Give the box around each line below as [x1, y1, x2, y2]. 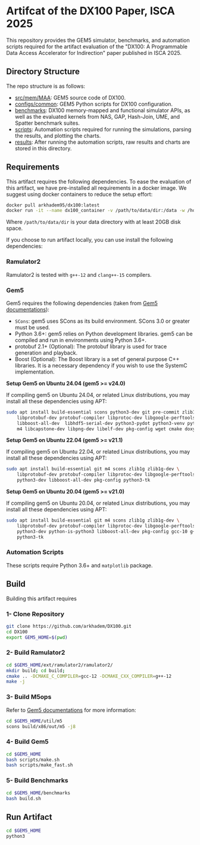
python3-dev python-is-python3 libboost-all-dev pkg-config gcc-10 [17, 528, 187, 535]
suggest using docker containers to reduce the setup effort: [6, 190, 153, 198]
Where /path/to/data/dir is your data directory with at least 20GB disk [6, 218, 181, 226]
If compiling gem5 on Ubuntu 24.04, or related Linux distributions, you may [6, 391, 190, 398]
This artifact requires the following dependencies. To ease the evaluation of [6, 178, 192, 185]
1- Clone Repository [6, 610, 64, 618]
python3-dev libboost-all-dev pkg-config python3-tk [17, 477, 151, 483]
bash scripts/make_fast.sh [6, 762, 73, 768]
